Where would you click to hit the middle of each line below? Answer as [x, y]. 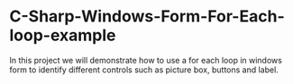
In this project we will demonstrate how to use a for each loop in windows [146, 60]
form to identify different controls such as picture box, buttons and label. [144, 70]
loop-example [63, 35]
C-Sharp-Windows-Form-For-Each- [147, 17]
